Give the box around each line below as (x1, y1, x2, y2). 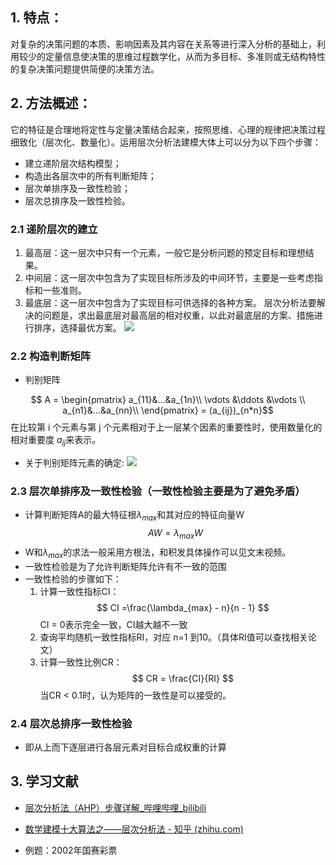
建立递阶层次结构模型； (24, 157, 122, 169)
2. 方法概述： (10, 95, 92, 112)
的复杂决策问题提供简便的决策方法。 (10, 63, 160, 75)
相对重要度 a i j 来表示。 (10, 434, 102, 448)
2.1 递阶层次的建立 (10, 222, 98, 236)
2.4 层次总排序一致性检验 (10, 716, 133, 730)
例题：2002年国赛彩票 (24, 844, 118, 856)
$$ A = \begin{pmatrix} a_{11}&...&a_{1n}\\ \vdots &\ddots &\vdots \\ (30, 394, 306, 406)
